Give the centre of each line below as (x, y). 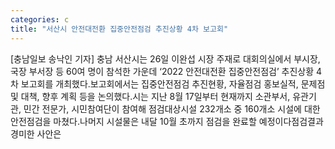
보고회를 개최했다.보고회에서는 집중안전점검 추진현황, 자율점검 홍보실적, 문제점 (173, 83)
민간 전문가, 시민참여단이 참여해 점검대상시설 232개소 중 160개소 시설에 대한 (172, 108)
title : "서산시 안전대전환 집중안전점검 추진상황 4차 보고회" (119, 29)
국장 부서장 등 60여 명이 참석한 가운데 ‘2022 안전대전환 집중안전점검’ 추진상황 (162, 71)
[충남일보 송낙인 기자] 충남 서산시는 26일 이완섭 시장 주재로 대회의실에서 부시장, (165, 58)
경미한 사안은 (36, 133)
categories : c (40, 19)
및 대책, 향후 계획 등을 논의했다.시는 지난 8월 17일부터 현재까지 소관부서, (150, 96)
